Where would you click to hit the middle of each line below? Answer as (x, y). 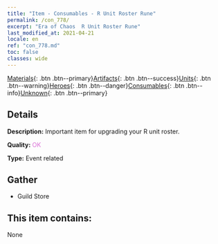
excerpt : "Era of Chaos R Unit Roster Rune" (74, 26)
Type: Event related (35, 158)
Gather (22, 179)
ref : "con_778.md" (34, 46)
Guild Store (33, 196)
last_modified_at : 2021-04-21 (51, 33)
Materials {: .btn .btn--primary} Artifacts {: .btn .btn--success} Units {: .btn (109, 78)
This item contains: (49, 218)
